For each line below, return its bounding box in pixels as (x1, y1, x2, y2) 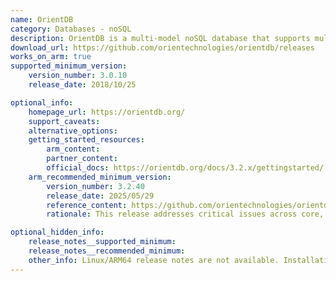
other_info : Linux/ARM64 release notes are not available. (28, 255, 280, 265)
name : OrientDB (10, 14, 74, 25)
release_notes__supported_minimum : (28, 237, 177, 247)
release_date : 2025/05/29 (46, 191, 155, 201)
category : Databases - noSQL (10, 24, 132, 34)
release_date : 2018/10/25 (28, 80, 137, 90)
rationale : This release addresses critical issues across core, (46, 209, 325, 220)
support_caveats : (28, 116, 101, 126)
